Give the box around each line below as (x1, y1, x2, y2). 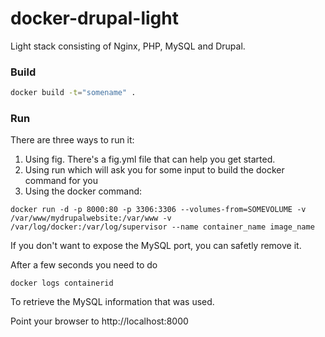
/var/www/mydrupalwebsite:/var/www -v (10, 213, 172, 224)
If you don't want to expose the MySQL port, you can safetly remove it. (10, 240, 302, 252)
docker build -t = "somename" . (10, 88, 137, 98)
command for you (24, 175, 99, 187)
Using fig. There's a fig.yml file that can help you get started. (24, 153, 276, 166)
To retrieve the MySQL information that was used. (10, 296, 215, 308)
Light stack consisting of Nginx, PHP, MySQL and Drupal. (10, 40, 246, 52)
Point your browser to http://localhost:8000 (10, 315, 189, 327)
